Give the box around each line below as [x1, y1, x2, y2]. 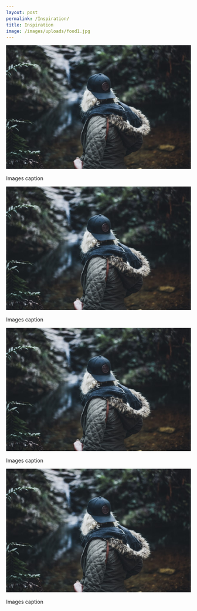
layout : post [6, 9, 38, 15]
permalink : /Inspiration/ [6, 15, 69, 22]
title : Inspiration [6, 22, 54, 28]
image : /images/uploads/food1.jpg [6, 28, 91, 34]
